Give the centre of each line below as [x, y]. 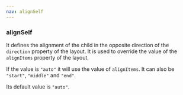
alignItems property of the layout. [47, 57]
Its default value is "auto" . [38, 87]
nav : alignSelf [25, 12]
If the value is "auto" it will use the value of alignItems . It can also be [90, 69]
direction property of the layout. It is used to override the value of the [92, 51]
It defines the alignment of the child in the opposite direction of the [88, 45]
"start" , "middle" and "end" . [41, 75]
